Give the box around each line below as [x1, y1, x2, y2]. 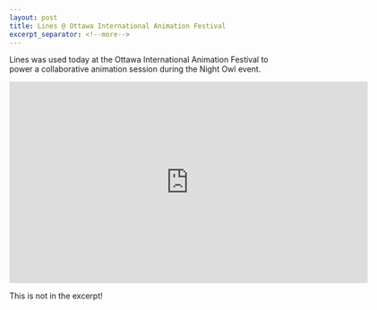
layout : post [9, 13, 58, 22]
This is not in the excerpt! [9, 290, 103, 301]
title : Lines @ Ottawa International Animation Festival [9, 22, 227, 30]
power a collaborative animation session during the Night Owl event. [9, 64, 261, 74]
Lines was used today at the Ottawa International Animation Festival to [9, 55, 269, 65]
